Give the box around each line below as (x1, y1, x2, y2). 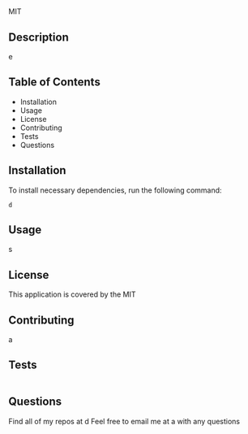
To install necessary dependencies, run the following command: (8, 185, 222, 195)
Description (8, 30, 69, 44)
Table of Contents (8, 76, 101, 89)
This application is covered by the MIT (8, 289, 136, 299)
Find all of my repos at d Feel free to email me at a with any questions (8, 416, 241, 426)
